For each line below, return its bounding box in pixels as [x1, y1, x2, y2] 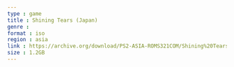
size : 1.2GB [7, 50, 45, 57]
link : [7, 43, 26, 50]
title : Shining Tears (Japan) [7, 17, 98, 24]
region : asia [7, 36, 49, 43]
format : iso [7, 29, 45, 37]
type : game [7, 10, 42, 17]
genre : [7, 23, 30, 30]
